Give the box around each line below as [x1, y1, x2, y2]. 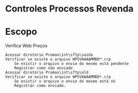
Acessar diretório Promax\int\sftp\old [5, 70, 89, 75]
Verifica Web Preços [5, 43, 48, 49]
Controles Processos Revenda [5, 3, 134, 15]
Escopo [5, 26, 38, 38]
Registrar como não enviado [14, 66, 73, 71]
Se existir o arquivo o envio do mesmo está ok [14, 79, 115, 84]
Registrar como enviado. [14, 83, 66, 88]
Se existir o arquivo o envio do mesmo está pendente [14, 61, 129, 66]
